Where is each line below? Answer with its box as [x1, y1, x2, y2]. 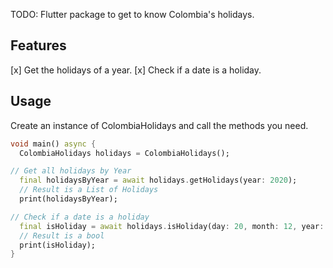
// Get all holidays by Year [10, 166, 132, 176]
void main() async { [10, 139, 97, 149]
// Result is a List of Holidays [19, 185, 159, 195]
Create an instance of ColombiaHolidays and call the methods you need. [10, 119, 309, 131]
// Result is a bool [19, 230, 105, 241]
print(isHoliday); [19, 240, 97, 250]
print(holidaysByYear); [19, 194, 118, 204]
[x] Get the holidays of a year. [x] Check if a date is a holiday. [10, 64, 262, 76]
